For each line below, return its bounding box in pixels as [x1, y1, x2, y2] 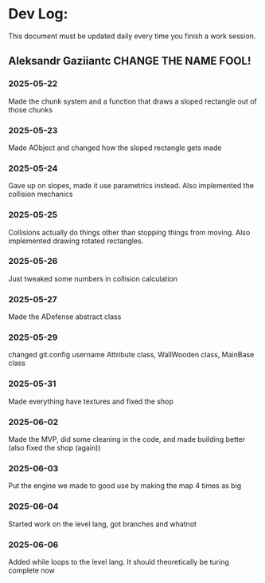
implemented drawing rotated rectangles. [8, 236, 144, 246]
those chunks [8, 104, 53, 114]
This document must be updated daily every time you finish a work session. [8, 31, 256, 41]
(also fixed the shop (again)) [8, 443, 101, 452]
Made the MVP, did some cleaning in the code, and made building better [8, 435, 246, 443]
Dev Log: [8, 5, 68, 23]
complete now [8, 565, 56, 575]
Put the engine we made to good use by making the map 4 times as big [8, 481, 242, 490]
